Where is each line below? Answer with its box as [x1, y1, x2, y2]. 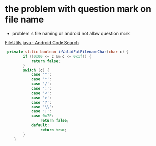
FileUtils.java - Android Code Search [5, 39, 79, 45]
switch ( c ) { [23, 68, 50, 73]
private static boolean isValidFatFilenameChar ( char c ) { [7, 49, 129, 54]
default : [31, 122, 50, 128]
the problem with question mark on [5, 3, 152, 15]
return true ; [40, 127, 67, 132]
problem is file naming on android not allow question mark [12, 30, 130, 36]
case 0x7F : [31, 113, 54, 119]
